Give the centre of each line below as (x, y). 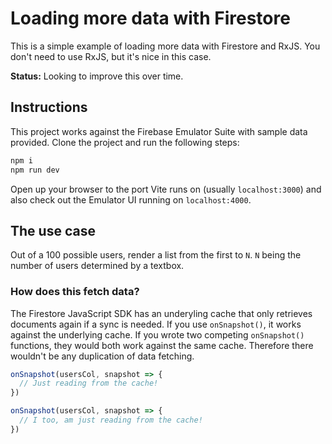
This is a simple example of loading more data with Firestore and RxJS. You (165, 46)
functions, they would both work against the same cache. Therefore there (162, 345)
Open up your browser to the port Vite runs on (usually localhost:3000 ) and (166, 189)
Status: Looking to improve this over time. (97, 76)
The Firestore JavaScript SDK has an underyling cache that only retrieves (161, 313)
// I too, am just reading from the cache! (111, 420)
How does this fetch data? (75, 292)
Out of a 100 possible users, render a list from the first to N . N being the (156, 255)
